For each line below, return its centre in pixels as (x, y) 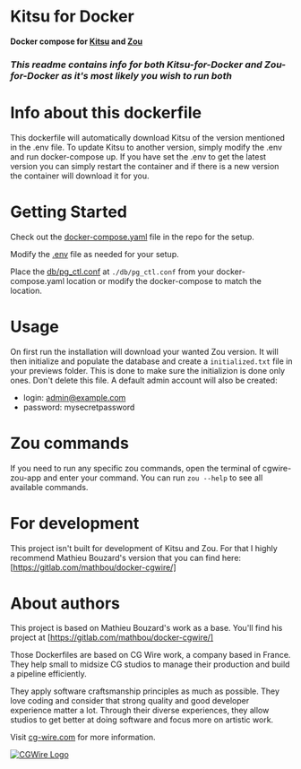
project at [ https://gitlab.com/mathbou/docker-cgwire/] (112, 637)
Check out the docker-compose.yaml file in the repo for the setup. (132, 237)
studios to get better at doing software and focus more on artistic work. (142, 720)
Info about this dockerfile (106, 113)
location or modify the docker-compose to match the (164, 281)
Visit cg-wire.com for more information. (83, 738)
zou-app (26, 478)
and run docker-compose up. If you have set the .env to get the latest (138, 156)
